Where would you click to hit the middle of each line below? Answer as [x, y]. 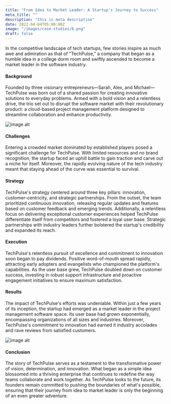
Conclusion [18, 352]
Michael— [144, 88]
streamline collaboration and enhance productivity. [59, 115]
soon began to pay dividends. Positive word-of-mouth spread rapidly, [78, 259]
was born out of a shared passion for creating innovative [88, 93]
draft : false [19, 34]
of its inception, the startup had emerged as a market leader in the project [83, 309]
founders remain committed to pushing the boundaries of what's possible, [83, 385]
